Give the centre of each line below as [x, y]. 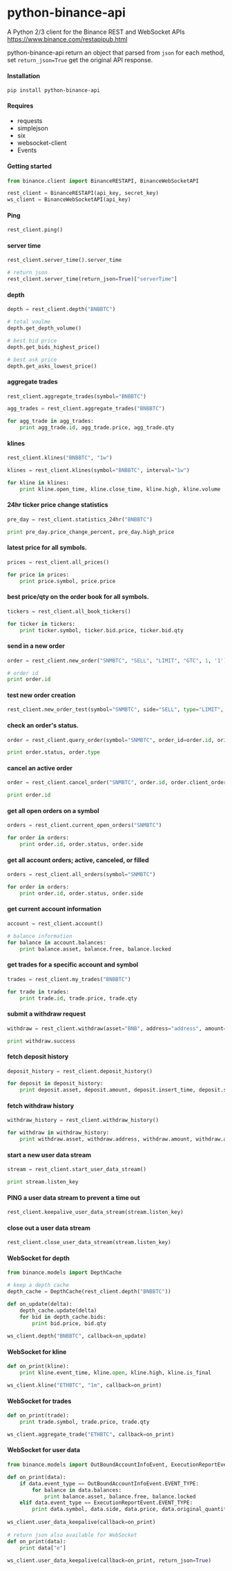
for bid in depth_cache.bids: [63, 1317]
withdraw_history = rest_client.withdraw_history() [83, 1121]
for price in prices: [38, 575]
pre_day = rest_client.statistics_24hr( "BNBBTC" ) [80, 520]
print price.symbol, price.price [68, 581]
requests [30, 121]
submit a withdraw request [47, 1014]
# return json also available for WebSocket [72, 1535]
